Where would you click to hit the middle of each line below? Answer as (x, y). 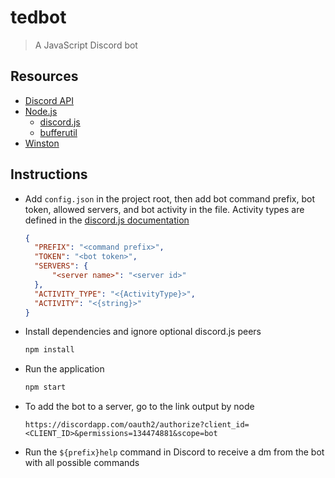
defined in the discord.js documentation (107, 220)
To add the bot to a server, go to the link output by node (139, 407)
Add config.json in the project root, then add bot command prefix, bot (169, 198)
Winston (42, 143)
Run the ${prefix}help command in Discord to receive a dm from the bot (174, 452)
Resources (44, 76)
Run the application (64, 369)
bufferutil (58, 132)
